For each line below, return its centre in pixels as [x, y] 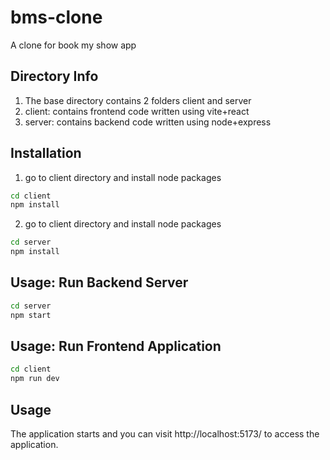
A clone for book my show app [73, 45]
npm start [31, 315]
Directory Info [54, 76]
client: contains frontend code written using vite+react [137, 111]
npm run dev [35, 379]
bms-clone [56, 17]
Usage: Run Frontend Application [116, 346]
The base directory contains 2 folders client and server [138, 100]
